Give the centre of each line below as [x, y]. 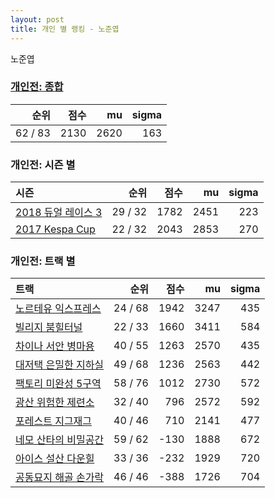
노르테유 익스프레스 [58, 309]
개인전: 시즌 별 [43, 164]
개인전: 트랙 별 [43, 261]
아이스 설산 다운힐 [55, 459]
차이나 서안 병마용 [55, 346]
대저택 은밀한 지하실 [60, 365]
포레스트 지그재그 [54, 421]
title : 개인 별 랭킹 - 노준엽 [65, 29]
